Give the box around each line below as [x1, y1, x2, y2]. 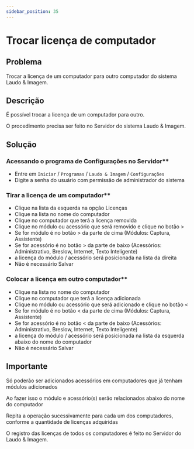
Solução [6, 139, 37, 149]
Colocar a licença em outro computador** [6, 275, 128, 283]
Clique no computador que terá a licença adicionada [14, 294, 141, 301]
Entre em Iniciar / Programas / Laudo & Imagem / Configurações [14, 170, 165, 177]
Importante [6, 361, 48, 372]
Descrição [6, 96, 44, 106]
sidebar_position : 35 [6, 8, 59, 15]
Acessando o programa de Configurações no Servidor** [6, 157, 169, 165]
